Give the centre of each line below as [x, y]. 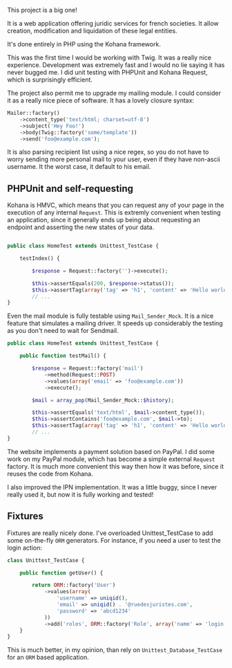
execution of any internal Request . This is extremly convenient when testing [114, 213]
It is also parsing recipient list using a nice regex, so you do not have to [108, 152]
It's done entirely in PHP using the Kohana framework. [84, 44]
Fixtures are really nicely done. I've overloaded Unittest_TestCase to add [110, 533]
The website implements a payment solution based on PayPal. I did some [111, 451]
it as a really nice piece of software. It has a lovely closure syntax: [101, 100]
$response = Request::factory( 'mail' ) [88, 369]
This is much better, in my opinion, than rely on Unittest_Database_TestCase [115, 650]
